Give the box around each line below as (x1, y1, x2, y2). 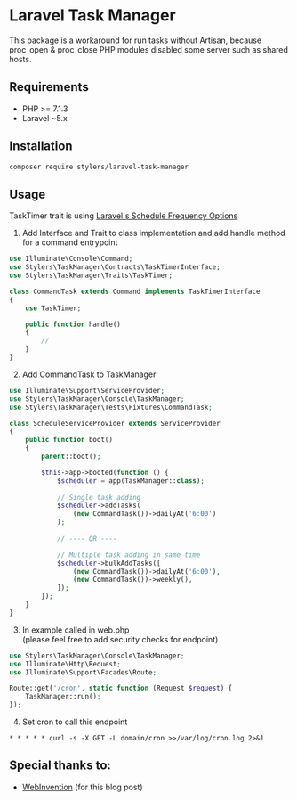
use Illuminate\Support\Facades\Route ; (9, 667, 157, 677)
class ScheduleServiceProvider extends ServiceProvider (9, 419, 221, 428)
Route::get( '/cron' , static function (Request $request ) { (9, 683, 233, 693)
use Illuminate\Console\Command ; (9, 255, 133, 264)
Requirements (9, 79, 89, 94)
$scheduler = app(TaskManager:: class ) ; (56, 476, 205, 486)
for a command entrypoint (21, 237, 118, 248)
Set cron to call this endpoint (21, 716, 128, 727)
